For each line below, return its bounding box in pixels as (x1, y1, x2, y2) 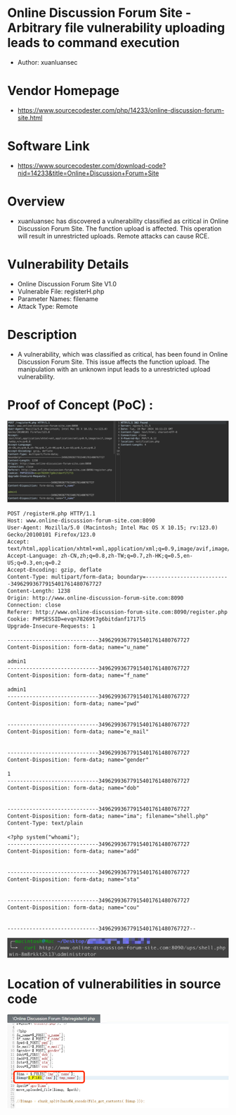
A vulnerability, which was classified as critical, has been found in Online (17, 350, 228, 358)
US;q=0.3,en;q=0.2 (7, 559, 61, 566)
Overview (7, 193, 65, 209)
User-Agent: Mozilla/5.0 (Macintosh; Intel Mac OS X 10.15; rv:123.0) (7, 524, 218, 531)
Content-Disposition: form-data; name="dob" (7, 784, 140, 791)
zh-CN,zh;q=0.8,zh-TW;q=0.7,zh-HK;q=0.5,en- (60, 552, 193, 559)
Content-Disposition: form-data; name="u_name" (7, 644, 150, 651)
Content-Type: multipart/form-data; (7, 573, 114, 580)
